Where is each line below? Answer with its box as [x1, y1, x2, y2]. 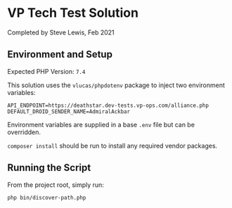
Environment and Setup [7, 48, 112, 60]
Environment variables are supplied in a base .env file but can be [7, 120, 195, 129]
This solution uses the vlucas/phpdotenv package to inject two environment [7, 81, 225, 89]
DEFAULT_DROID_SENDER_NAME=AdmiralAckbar [7, 108, 131, 115]
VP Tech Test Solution [7, 5, 139, 21]
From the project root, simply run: [7, 181, 104, 189]
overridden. [7, 128, 41, 136]
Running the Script [7, 162, 91, 174]
